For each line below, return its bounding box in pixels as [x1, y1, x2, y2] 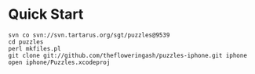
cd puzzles [8, 37, 44, 46]
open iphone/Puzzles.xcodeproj [8, 58, 111, 66]
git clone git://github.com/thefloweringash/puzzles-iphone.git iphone [8, 51, 247, 59]
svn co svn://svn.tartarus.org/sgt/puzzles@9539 [8, 31, 170, 39]
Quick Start [8, 5, 84, 23]
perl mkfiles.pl [8, 44, 61, 52]
